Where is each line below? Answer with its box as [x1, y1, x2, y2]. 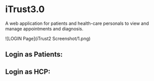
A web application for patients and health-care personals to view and [5, 20, 149, 26]
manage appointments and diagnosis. [5, 25, 83, 31]
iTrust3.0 [5, 4, 45, 15]
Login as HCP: [5, 67, 50, 76]
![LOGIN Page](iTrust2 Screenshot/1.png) [5, 35, 91, 42]
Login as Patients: [5, 50, 63, 59]
